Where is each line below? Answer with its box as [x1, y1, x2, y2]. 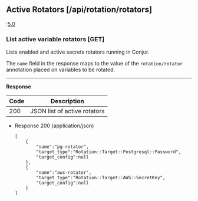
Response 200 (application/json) [14, 122, 94, 129]
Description [50, 97, 84, 106]
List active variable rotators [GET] [6, 35, 105, 43]
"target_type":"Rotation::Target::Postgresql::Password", [36, 149, 181, 155]
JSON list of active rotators [30, 107, 105, 116]
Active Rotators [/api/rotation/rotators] [6, 5, 152, 15]
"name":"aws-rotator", [36, 170, 92, 176]
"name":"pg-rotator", [36, 144, 90, 150]
